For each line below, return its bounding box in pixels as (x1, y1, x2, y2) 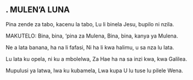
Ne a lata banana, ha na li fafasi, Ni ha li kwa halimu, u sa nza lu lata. (5, 44, 174, 51)
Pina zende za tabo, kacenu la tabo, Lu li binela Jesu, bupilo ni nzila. (5, 20, 174, 27)
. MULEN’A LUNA (5, 5, 70, 15)
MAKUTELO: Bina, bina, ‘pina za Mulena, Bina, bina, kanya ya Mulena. (5, 32, 179, 39)
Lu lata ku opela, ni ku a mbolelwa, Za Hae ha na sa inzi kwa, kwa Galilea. (5, 55, 188, 62)
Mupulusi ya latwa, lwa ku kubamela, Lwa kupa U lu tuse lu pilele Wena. (5, 67, 183, 74)
